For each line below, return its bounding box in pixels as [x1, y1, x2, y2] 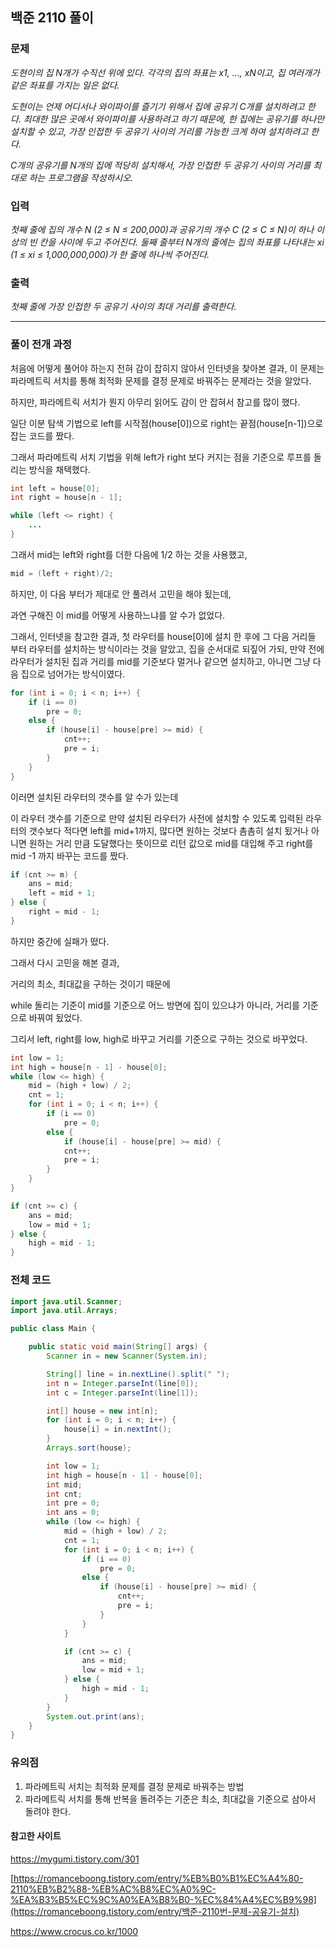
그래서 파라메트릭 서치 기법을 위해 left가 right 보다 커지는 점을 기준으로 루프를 [10, 451, 312, 463]
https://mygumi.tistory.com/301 [10, 1853, 140, 1865]
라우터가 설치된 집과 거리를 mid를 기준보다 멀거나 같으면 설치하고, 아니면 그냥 [10, 655, 311, 667]
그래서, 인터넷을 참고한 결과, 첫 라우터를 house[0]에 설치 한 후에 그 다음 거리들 [10, 630, 317, 642]
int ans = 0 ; [46, 1508, 101, 1518]
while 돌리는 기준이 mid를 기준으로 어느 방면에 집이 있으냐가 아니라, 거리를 [10, 999, 300, 1011]
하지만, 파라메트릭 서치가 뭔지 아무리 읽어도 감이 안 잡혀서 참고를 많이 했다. [10, 396, 301, 408]
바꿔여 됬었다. [28, 1011, 83, 1023]
